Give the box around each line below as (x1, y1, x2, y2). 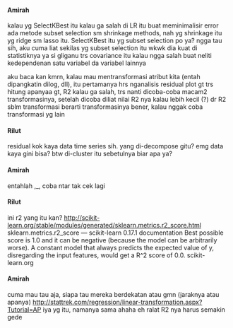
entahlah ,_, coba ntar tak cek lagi (7, 181, 106, 190)
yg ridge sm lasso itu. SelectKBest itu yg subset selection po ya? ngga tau (7, 36, 222, 45)
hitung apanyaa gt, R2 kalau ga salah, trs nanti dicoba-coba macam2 (7, 88, 208, 96)
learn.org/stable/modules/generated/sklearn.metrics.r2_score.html (7, 221, 201, 229)
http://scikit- (64, 213, 100, 222)
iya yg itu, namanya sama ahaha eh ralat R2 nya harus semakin (42, 305, 226, 314)
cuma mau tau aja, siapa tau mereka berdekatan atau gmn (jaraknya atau (7, 291, 220, 299)
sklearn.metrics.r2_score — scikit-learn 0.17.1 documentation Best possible (7, 228, 224, 237)
